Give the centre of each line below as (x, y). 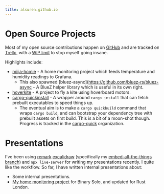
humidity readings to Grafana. (42, 77)
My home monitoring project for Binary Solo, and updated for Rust (79, 182)
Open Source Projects (50, 33)
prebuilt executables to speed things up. (53, 103)
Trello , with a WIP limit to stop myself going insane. (57, 52)
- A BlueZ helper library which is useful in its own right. (88, 87)
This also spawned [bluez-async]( (54, 82)
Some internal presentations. (41, 176)
